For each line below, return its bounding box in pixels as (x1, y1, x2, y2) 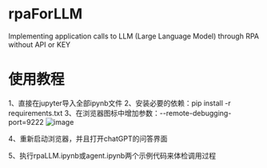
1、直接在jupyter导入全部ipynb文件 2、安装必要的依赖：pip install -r (8, 98, 231, 108)
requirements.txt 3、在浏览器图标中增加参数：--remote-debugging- (8, 108, 232, 118)
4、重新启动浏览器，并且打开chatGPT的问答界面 (8, 134, 168, 143)
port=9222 (8, 117, 44, 126)
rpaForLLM (8, 5, 83, 23)
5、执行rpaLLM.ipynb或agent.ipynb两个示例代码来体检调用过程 (8, 150, 217, 160)
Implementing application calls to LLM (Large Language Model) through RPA (8, 31, 260, 41)
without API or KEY (8, 39, 71, 49)
